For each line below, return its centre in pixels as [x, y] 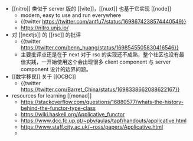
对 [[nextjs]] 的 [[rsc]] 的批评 [46, 35]
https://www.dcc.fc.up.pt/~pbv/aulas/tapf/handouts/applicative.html [104, 120]
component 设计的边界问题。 [56, 69]
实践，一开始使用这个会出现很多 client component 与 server [98, 62]
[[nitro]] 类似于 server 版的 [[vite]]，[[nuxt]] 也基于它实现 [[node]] [91, 9]
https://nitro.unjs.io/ [45, 28]
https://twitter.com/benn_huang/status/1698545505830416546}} [99, 48]
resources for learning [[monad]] [52, 95]
